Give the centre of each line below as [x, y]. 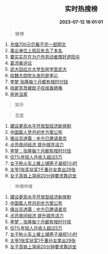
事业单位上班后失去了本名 [36, 50]
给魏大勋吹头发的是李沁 [34, 75]
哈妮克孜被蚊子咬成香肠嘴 [36, 88]
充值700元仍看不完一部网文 [38, 44]
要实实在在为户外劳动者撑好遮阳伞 [45, 57]
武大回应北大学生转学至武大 [38, 69]
